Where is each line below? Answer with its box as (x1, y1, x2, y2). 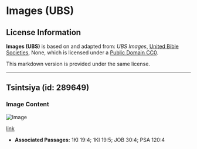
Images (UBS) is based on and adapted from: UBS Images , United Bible (6, 43, 179, 50)
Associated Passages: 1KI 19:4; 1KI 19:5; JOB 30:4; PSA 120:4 (14, 136, 165, 143)
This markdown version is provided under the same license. (6, 60, 151, 67)
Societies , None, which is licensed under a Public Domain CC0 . (6, 49, 159, 56)
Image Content (6, 101, 50, 109)
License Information (6, 27, 81, 37)
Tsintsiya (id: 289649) (6, 83, 90, 93)
